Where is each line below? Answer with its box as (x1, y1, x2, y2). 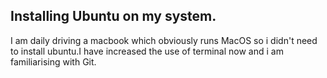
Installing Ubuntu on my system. (10, 8, 217, 25)
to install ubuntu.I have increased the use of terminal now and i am (10, 45, 284, 57)
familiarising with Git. (10, 55, 97, 68)
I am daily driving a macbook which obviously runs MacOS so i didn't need (10, 34, 318, 46)
